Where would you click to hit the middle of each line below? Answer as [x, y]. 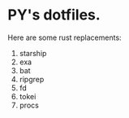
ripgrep [32, 79]
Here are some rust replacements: [65, 37]
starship [33, 53]
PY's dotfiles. [54, 15]
